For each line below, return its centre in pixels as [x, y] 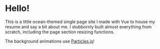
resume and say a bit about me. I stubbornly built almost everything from [78, 26]
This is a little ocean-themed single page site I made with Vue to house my [80, 22]
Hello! [17, 8]
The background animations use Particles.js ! [50, 41]
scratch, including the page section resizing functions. [60, 32]
